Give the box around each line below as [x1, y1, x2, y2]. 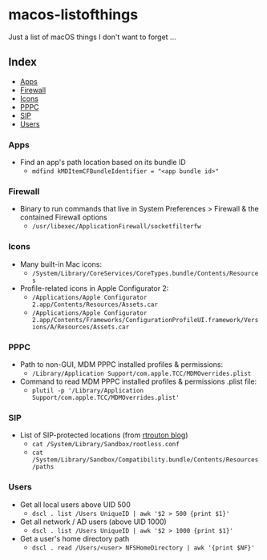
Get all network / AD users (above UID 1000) [19, 517, 167, 526]
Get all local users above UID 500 [19, 499, 131, 510]
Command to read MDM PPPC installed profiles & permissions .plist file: [19, 377, 257, 386]
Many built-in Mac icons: [19, 259, 103, 269]
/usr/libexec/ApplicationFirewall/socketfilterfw [31, 223, 202, 231]
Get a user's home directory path [19, 534, 130, 543]
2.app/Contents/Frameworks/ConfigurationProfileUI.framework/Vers [31, 316, 259, 324]
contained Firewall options [19, 212, 107, 222]
